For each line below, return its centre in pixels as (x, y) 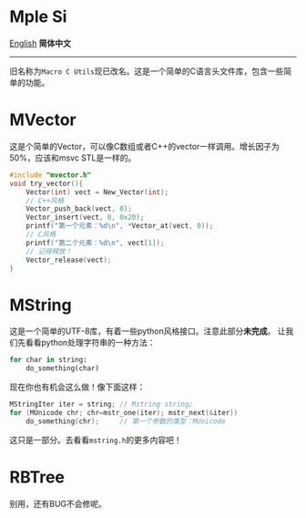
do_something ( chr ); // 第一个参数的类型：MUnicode (126, 421)
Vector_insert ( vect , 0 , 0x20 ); (85, 218)
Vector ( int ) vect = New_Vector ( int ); (97, 192)
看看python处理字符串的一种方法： (90, 343)
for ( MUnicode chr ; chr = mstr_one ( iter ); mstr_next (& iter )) (124, 412)
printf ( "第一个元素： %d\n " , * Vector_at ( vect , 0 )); (120, 226)
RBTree (37, 477)
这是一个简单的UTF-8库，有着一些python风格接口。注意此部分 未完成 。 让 (148, 331)
